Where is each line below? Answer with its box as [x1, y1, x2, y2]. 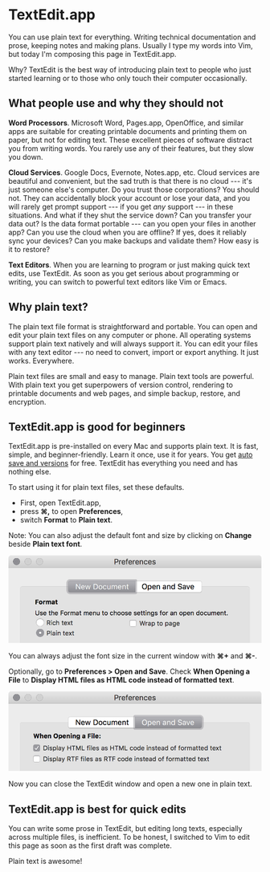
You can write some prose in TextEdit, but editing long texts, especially [8, 824, 243, 833]
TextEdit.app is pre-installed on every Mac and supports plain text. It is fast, [8, 442, 259, 451]
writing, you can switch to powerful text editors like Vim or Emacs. [8, 277, 227, 287]
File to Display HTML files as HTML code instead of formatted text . [8, 674, 235, 684]
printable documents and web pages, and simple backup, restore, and [8, 388, 241, 398]
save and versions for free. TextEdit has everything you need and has [8, 458, 239, 468]
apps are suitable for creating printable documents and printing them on [8, 126, 247, 136]
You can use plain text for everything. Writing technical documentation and [8, 32, 256, 42]
